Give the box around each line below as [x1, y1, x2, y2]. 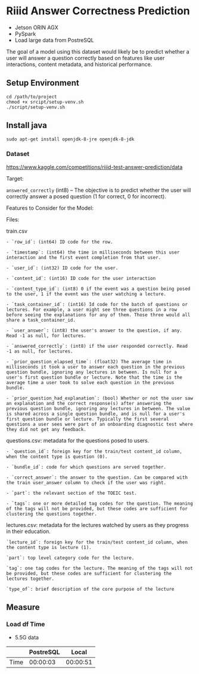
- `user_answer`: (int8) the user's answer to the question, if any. [6, 327, 183, 333]
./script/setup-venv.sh [6, 104, 66, 110]
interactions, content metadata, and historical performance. [6, 61, 153, 68]
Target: [6, 174, 24, 182]
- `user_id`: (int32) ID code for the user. [6, 265, 119, 271]
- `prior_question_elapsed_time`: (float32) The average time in [6, 358, 172, 364]
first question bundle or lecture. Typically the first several [6, 416, 169, 422]
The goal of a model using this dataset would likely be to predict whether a [6, 48, 189, 55]
